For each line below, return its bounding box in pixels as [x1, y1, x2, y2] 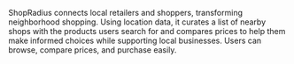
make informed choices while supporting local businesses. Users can [8, 35, 262, 46]
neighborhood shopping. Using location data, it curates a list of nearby [8, 17, 267, 27]
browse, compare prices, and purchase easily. [8, 45, 177, 55]
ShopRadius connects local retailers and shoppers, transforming [8, 8, 244, 18]
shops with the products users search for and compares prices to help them [8, 26, 286, 36]
